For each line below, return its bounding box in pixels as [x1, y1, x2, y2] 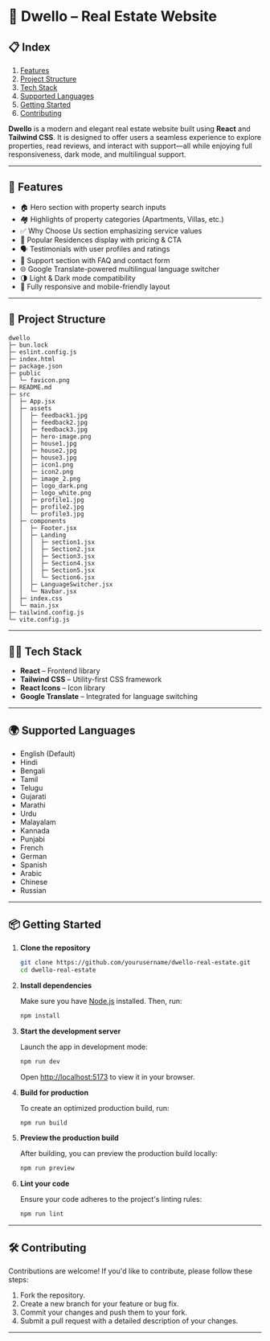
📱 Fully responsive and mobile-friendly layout [19, 282, 170, 291]
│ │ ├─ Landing [8, 531, 67, 539]
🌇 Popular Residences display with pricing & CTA [19, 235, 182, 245]
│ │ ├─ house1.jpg [8, 439, 78, 447]
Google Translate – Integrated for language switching [19, 692, 198, 701]
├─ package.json [8, 362, 63, 370]
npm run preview [19, 1164, 75, 1173]
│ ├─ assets [8, 404, 52, 413]
